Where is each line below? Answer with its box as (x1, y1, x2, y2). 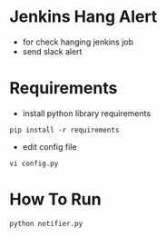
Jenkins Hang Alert (9, 6, 158, 27)
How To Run (9, 189, 102, 210)
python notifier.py (9, 219, 83, 228)
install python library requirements (22, 107, 151, 119)
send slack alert (22, 45, 83, 56)
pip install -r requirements (9, 125, 120, 134)
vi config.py (9, 159, 59, 168)
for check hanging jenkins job (22, 36, 134, 47)
